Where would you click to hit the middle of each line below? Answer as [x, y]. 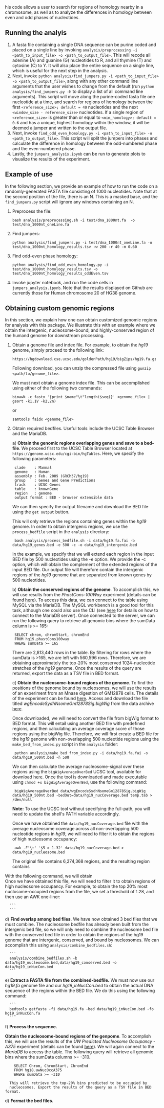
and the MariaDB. [30, 434]
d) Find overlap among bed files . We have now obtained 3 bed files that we [81, 919]
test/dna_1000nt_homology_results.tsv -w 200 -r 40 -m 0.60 [74, 247]
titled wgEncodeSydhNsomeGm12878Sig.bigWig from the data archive [83, 703]
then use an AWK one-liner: [33, 897]
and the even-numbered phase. [44, 148]
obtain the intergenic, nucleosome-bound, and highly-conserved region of [80, 330]
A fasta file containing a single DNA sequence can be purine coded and [84, 45]
